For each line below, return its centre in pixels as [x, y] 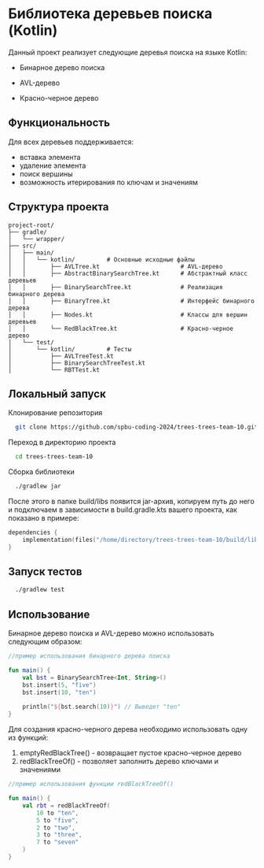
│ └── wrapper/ [37, 239]
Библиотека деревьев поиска [110, 14]
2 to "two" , [56, 828]
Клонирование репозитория [55, 413]
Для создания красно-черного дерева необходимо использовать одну [128, 729]
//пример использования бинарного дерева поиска [89, 656]
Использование [49, 614]
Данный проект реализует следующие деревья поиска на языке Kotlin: [128, 52]
